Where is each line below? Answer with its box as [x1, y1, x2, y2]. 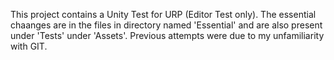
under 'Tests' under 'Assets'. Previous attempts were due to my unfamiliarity [10, 30, 325, 41]
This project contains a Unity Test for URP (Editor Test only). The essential [10, 9, 317, 20]
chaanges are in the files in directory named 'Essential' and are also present [10, 19, 323, 31]
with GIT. [10, 40, 48, 52]
